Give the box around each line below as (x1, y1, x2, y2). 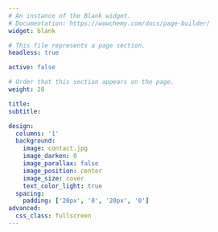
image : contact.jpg (23, 144, 88, 153)
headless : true (8, 49, 60, 57)
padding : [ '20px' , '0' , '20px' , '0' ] (23, 197, 150, 205)
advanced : (8, 205, 42, 213)
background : (15, 137, 56, 145)
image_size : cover (23, 174, 84, 182)
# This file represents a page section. (8, 41, 146, 49)
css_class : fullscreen (15, 212, 92, 220)
